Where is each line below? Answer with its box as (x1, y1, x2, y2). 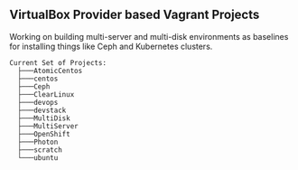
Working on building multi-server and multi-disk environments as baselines (9, 31, 289, 42)
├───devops (17, 98, 59, 107)
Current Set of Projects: (9, 58, 107, 67)
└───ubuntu (17, 153, 59, 162)
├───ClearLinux (17, 90, 75, 99)
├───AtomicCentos (17, 66, 83, 75)
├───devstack (17, 106, 67, 115)
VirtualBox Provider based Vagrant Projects (9, 7, 260, 23)
